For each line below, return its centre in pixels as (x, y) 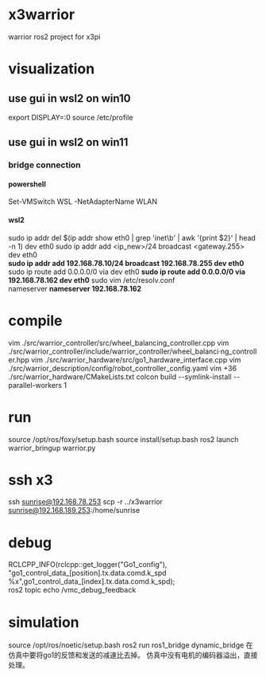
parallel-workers (35, 385)
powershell (27, 184)
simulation (44, 622)
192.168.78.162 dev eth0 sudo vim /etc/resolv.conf (92, 280)
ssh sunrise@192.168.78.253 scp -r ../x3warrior (85, 502)
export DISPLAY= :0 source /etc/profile (71, 117)
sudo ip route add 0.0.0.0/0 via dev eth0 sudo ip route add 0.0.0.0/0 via (127, 272)
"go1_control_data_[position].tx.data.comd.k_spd (87, 573)
